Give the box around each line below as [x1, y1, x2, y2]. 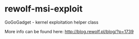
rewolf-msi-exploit [4, 3, 83, 14]
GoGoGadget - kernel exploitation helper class [4, 19, 99, 25]
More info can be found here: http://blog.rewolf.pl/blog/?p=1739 [4, 28, 134, 34]
